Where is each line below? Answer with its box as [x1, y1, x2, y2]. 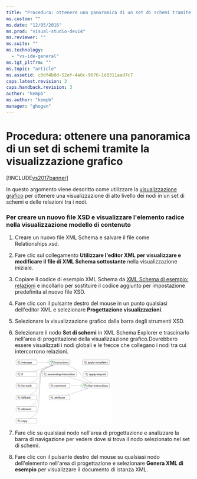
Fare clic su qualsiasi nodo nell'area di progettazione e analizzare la [14, 429, 179, 436]
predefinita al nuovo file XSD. [14, 288, 86, 295]
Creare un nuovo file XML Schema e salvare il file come [14, 234, 150, 241]
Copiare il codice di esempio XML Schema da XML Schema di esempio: [14, 275, 189, 282]
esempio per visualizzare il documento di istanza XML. [14, 465, 149, 473]
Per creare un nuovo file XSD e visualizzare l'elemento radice [6, 213, 185, 221]
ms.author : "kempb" [6, 97, 54, 103]
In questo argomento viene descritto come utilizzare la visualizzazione [6, 185, 177, 192]
